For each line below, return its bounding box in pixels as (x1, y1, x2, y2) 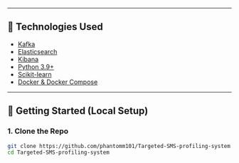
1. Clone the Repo (7, 126, 69, 136)
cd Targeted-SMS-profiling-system (7, 149, 110, 157)
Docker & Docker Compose (17, 78, 98, 86)
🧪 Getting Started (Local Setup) (7, 105, 149, 117)
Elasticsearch (17, 47, 58, 56)
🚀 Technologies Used (7, 21, 103, 33)
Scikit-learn (17, 70, 52, 78)
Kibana (17, 55, 39, 63)
